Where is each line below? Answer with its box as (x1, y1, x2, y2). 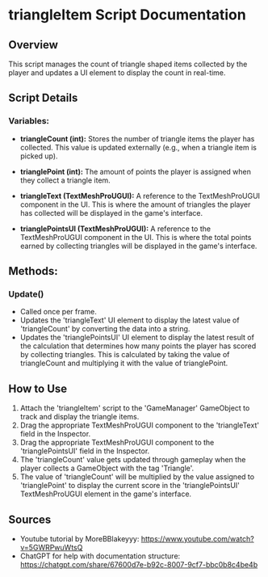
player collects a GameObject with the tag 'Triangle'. (19, 463, 195, 474)
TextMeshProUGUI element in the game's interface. (19, 489, 192, 499)
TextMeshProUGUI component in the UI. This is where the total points (19, 232, 252, 242)
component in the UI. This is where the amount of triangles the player (19, 200, 251, 209)
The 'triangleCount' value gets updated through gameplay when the (19, 455, 246, 465)
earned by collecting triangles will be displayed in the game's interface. (19, 241, 258, 251)
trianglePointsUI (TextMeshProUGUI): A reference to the (19, 224, 211, 234)
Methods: (8, 264, 58, 278)
